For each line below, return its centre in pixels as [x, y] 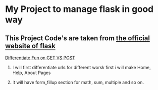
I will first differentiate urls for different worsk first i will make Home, [81, 67]
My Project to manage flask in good [79, 9]
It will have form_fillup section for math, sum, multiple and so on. [78, 82]
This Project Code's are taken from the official [78, 38]
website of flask [30, 46]
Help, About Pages [31, 73]
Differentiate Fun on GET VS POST [40, 58]
